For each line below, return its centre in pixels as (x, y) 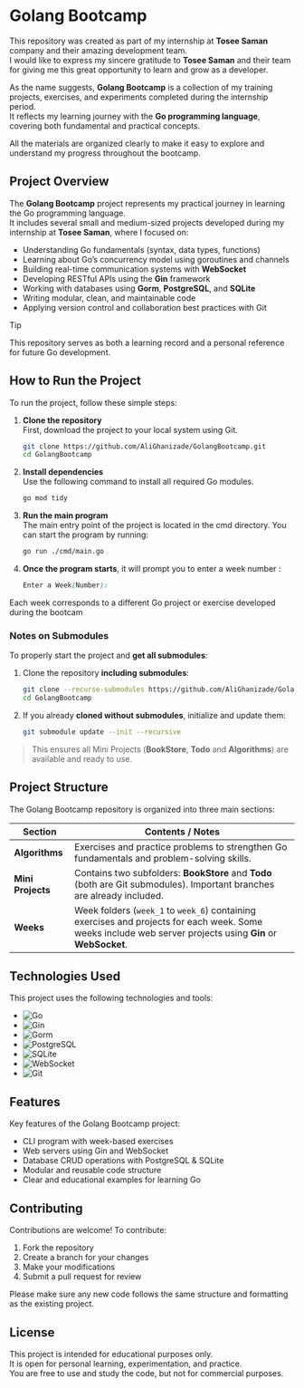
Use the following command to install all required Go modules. (138, 482)
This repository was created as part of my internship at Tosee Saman (139, 41)
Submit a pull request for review (82, 1277)
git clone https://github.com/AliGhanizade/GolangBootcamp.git (144, 446)
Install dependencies (63, 472)
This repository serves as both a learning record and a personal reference (147, 342)
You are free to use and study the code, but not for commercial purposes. (147, 1373)
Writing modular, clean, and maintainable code (109, 298)
